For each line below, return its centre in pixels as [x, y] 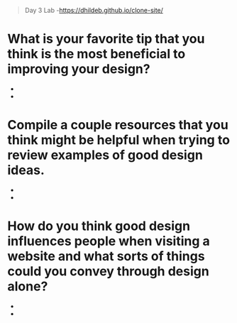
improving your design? [79, 69]
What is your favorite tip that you [106, 39]
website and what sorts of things [106, 257]
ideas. [26, 170]
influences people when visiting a [109, 241]
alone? [28, 286]
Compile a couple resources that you [118, 125]
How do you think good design [99, 226]
